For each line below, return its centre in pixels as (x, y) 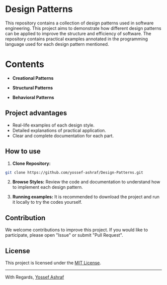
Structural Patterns (33, 88)
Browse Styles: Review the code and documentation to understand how (86, 182)
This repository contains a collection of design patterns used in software (80, 23)
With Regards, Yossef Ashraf (35, 277)
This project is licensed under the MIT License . (53, 263)
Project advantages (36, 113)
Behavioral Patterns (33, 97)
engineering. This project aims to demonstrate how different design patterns (83, 28)
